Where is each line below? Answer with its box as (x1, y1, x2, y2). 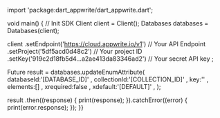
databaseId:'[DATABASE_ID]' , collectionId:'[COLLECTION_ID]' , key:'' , (7, 75, 209, 83)
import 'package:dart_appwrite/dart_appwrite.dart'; (7, 6, 154, 14)
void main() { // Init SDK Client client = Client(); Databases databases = (7, 19, 209, 27)
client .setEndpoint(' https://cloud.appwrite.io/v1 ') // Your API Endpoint (7, 40, 206, 48)
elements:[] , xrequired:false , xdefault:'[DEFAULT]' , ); (7, 83, 161, 90)
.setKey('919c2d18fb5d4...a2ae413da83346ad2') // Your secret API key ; (7, 55, 214, 63)
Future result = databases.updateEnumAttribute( (7, 68, 145, 76)
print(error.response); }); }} (7, 104, 84, 111)
